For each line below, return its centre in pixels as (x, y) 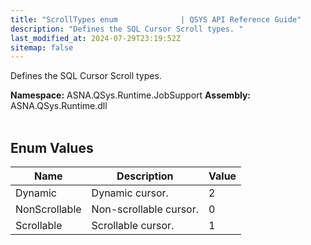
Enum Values (52, 147)
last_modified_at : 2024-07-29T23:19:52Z (96, 38)
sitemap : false (42, 47)
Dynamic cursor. (130, 193)
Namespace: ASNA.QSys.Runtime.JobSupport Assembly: (131, 95)
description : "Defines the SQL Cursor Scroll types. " (127, 29)
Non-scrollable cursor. (145, 209)
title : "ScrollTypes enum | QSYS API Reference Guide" (156, 19)
